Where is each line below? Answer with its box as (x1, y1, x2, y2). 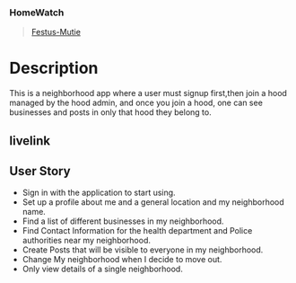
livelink (9, 133, 51, 148)
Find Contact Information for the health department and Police (22, 226, 253, 236)
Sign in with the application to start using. (22, 187, 177, 199)
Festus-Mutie (30, 27, 81, 38)
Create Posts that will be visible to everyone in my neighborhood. (22, 244, 264, 255)
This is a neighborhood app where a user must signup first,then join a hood (9, 88, 287, 99)
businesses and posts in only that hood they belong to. (9, 107, 213, 118)
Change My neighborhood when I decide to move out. (22, 254, 222, 265)
